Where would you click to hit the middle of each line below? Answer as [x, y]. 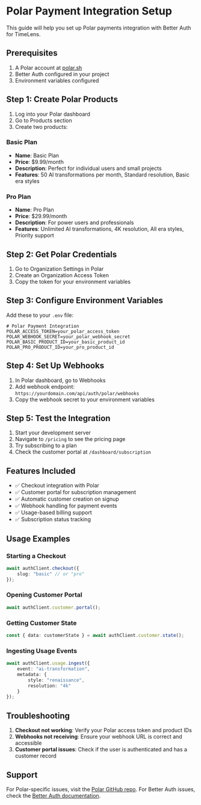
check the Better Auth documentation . [54, 795]
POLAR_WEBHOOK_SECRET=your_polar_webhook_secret [68, 337]
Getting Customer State [42, 623]
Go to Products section [43, 120]
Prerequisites [32, 53]
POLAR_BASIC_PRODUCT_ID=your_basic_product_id [66, 342]
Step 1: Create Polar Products [62, 100]
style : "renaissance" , [56, 680]
